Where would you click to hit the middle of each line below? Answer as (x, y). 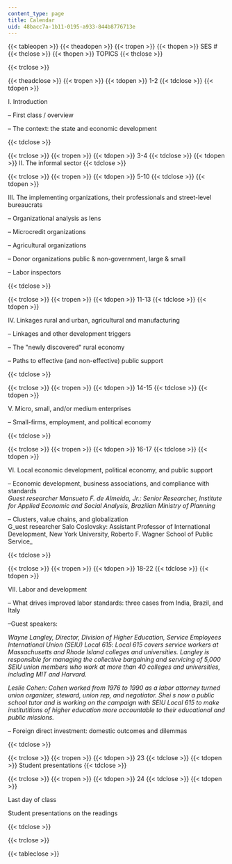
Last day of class (32, 800)
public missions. (31, 718)
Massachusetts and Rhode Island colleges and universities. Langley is (109, 652)
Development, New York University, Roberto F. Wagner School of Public (110, 534)
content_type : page (36, 14)
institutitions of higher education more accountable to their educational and (116, 710)
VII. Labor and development (48, 589)
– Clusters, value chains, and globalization (68, 519)
